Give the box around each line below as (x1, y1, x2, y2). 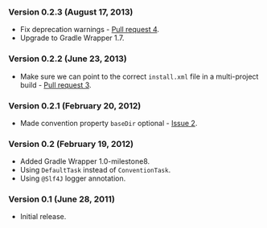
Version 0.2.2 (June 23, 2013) (8, 53, 127, 64)
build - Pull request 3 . (19, 79, 92, 90)
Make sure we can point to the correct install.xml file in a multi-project (19, 71, 259, 81)
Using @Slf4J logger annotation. (19, 173, 126, 183)
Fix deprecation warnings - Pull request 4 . (19, 25, 159, 35)
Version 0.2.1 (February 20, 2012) (8, 100, 142, 111)
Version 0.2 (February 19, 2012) (8, 138, 134, 149)
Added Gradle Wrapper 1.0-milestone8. (19, 157, 150, 166)
